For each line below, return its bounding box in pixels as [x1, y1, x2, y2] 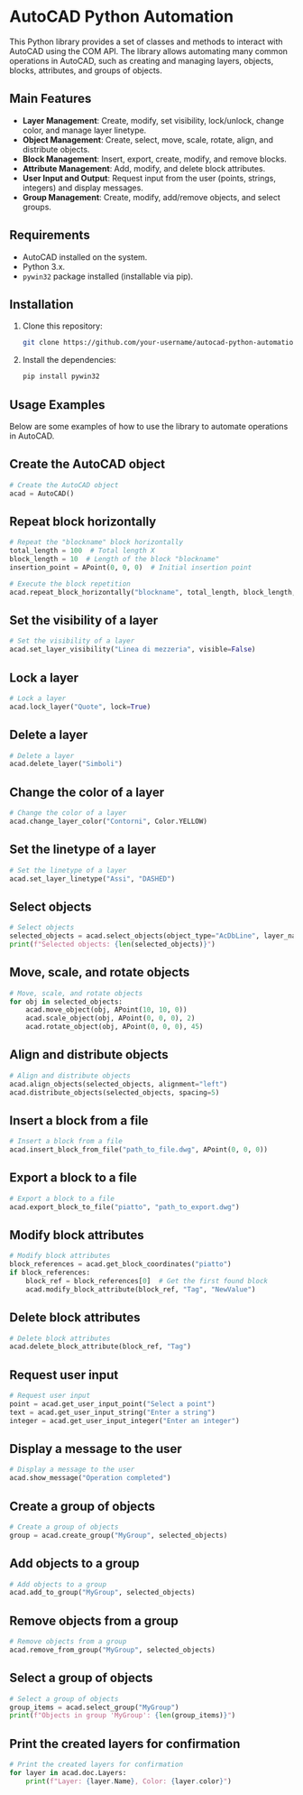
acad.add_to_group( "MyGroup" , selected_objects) [9, 1588, 196, 1597]
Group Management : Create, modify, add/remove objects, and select [22, 191, 281, 202]
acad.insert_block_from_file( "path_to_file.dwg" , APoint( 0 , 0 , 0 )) [9, 1145, 269, 1154]
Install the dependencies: [22, 355, 117, 365]
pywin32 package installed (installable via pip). [22, 271, 194, 282]
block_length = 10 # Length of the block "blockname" [9, 555, 220, 564]
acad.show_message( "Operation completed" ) [9, 1474, 171, 1483]
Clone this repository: [22, 320, 103, 331]
